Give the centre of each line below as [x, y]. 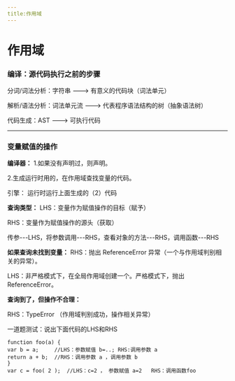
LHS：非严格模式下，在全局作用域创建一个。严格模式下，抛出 [96, 276]
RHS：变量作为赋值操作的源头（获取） [63, 223]
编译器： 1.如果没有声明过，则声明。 [59, 163]
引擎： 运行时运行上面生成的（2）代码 [62, 193]
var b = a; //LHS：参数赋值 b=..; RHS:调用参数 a [83, 350]
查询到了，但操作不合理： [44, 300]
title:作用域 [24, 14]
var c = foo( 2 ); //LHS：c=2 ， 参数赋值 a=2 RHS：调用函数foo [102, 371]
